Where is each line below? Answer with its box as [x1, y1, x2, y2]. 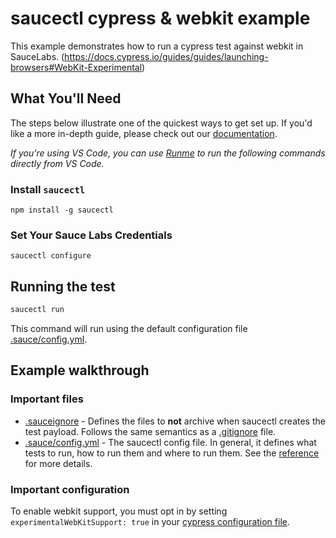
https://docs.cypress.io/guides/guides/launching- [64, 50, 269, 62]
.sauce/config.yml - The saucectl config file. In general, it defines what [24, 436, 317, 448]
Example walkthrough [10, 362, 150, 379]
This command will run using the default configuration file [10, 323, 248, 335]
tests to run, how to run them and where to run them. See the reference [24, 447, 320, 459]
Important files [10, 392, 84, 406]
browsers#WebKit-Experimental [10, 61, 143, 73]
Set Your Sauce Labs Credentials [10, 228, 173, 242]
